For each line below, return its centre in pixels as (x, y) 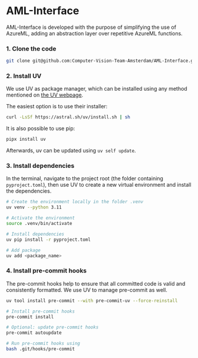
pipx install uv (26, 140)
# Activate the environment (41, 218)
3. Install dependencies (40, 166)
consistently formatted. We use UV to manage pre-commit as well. (87, 290)
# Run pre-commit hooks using (43, 344)
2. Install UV (24, 76)
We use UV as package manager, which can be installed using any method (97, 89)
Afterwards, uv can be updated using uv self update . (71, 151)
